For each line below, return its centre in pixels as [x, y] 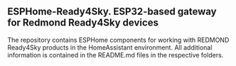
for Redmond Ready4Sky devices [83, 23]
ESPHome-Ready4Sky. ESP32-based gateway [112, 12]
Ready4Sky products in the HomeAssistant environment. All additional [110, 47]
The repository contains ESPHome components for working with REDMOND [118, 40]
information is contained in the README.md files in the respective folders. [116, 55]
